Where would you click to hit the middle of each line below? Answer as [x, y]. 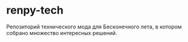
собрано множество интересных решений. [62, 33]
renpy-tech [35, 10]
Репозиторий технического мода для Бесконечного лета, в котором [94, 27]
